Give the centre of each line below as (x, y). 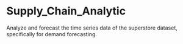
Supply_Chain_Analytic (66, 11)
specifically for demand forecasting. (52, 34)
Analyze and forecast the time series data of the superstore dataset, (92, 28)
